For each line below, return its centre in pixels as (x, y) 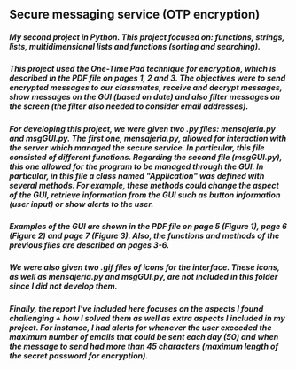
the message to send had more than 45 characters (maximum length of (144, 346)
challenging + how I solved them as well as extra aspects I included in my (147, 318)
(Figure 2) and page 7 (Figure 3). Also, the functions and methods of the (144, 236)
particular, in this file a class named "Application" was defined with (137, 175)
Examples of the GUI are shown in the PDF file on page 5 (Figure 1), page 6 (148, 227)
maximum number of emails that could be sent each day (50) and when (144, 336)
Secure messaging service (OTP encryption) (135, 15)
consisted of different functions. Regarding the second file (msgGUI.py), (146, 157)
